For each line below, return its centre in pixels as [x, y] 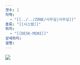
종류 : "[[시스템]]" [23, 24]
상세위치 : [13, 39]
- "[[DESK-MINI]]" [29, 34]
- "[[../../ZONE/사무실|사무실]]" [43, 19]
